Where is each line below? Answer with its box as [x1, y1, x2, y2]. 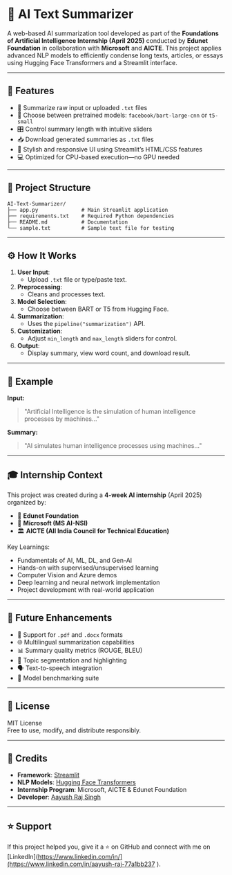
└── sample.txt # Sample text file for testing [7, 224, 175, 231]
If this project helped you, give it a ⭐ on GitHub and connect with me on [7, 842, 211, 851]
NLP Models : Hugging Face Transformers [17, 778, 136, 786]
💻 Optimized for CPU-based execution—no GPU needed [17, 152, 180, 161]
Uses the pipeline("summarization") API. [27, 320, 146, 328]
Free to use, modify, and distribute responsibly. [7, 726, 142, 734]
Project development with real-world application [17, 586, 155, 594]
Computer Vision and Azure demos [17, 571, 117, 579]
